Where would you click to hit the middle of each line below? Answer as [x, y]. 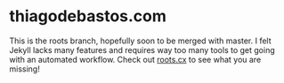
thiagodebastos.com [88, 16]
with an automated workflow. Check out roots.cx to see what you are [135, 59]
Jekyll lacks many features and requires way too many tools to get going [142, 49]
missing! [24, 69]
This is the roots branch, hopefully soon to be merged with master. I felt [140, 41]
